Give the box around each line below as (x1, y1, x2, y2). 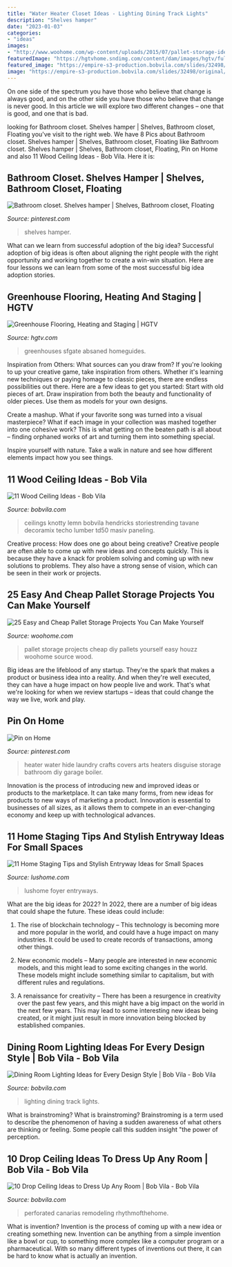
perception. (7, 1133, 40, 1141)
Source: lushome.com (7, 873, 70, 881)
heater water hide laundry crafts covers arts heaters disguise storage (23, 760, 222, 769)
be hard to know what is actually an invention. (7, 1252, 137, 1260)
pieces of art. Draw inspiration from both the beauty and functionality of (7, 390, 212, 398)
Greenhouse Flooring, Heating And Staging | (7, 291, 202, 303)
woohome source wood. (23, 652, 93, 661)
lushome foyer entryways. (23, 887, 99, 895)
